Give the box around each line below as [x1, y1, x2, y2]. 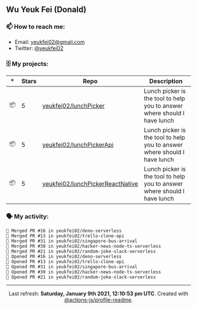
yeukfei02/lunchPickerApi [42, 141, 114, 149]
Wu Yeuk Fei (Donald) [6, 5, 87, 15]
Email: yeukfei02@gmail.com [14, 38, 85, 45]
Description [149, 77, 183, 85]
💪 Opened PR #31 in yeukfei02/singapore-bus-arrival [6, 264, 138, 270]
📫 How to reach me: [6, 23, 66, 31]
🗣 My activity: [6, 212, 49, 220]
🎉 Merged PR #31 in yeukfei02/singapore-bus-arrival [6, 238, 138, 244]
